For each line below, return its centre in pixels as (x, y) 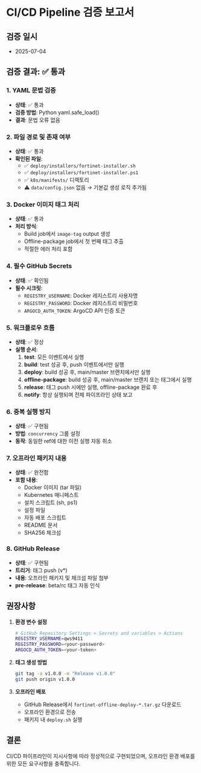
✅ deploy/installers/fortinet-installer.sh (80, 165)
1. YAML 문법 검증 (31, 90)
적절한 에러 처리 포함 (48, 249)
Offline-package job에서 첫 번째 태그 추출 (74, 241)
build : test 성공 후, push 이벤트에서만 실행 (74, 364)
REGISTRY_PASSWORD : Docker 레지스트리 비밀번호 (81, 303)
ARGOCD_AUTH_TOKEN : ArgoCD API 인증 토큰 (75, 311)
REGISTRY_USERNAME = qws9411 (49, 639)
